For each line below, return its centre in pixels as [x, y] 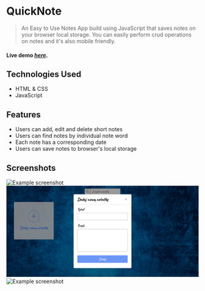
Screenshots [31, 168]
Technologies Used [44, 74]
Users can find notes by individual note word [71, 136]
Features [23, 114]
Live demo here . [27, 55]
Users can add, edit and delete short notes [69, 129]
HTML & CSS [31, 89]
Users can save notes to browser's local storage [76, 149]
